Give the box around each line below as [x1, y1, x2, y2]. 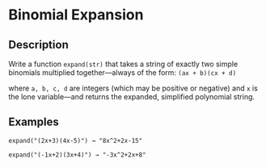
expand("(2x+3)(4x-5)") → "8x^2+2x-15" [8, 136, 143, 144]
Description [8, 38, 69, 52]
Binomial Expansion [8, 6, 144, 24]
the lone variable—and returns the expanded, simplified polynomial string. [8, 92, 255, 102]
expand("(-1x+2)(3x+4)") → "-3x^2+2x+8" [8, 151, 147, 159]
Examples [8, 115, 59, 129]
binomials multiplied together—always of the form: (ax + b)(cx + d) [8, 68, 237, 77]
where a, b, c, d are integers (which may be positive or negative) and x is [8, 83, 259, 93]
